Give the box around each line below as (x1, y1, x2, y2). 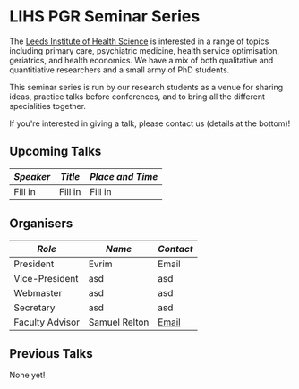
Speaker (13, 170, 51, 182)
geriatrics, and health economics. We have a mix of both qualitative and (9, 55, 274, 65)
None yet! (9, 369, 46, 381)
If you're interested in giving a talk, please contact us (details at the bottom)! (9, 118, 291, 129)
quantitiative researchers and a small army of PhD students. (9, 64, 230, 75)
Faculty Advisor (13, 316, 81, 328)
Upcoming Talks (9, 144, 102, 159)
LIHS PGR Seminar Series (9, 6, 201, 27)
